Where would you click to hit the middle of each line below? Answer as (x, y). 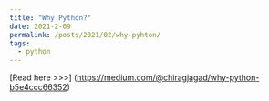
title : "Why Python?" (51, 18)
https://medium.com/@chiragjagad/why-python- (168, 77)
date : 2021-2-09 (40, 26)
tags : (20, 43)
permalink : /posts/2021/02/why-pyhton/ (85, 35)
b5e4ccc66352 (38, 87)
